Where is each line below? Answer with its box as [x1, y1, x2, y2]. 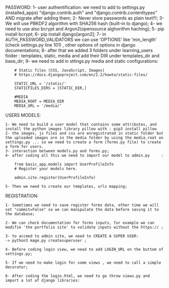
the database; [5, 212, 35, 217]
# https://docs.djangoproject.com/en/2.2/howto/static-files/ [14, 72, 148, 77]
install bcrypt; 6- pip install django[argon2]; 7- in [5, 31, 106, 37]
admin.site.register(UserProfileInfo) [14, 175, 96, 180]
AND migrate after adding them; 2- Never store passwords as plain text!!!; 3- [5, 15, 164, 21]
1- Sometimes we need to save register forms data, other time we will [5, 202, 159, 208]
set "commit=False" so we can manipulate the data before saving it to [5, 207, 159, 212]
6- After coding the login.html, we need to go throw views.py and [5, 273, 150, 278]
